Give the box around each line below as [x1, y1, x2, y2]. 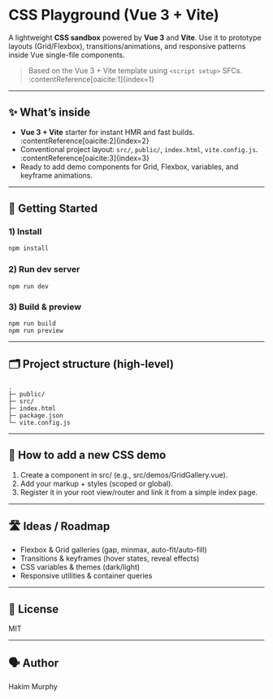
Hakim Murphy [8, 681, 58, 691]
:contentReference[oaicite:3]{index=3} [19, 153, 150, 163]
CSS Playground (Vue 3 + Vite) [8, 6, 219, 24]
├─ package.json [8, 411, 63, 420]
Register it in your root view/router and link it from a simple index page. [19, 487, 258, 497]
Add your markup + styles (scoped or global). [19, 478, 173, 488]
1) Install [8, 226, 42, 238]
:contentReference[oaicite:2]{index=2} [19, 136, 149, 146]
